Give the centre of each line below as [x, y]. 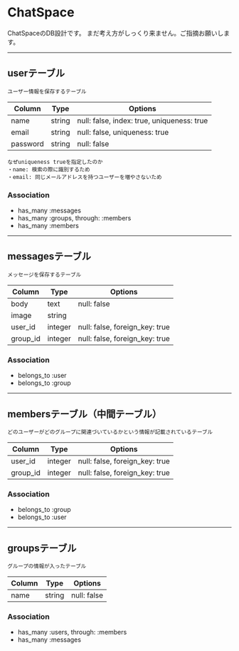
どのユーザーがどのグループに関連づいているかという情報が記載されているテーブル [110, 432]
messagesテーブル [49, 256]
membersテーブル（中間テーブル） [85, 414]
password [27, 143]
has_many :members [48, 226]
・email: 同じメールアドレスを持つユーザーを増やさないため [85, 177]
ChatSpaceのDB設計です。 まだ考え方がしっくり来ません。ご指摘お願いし [116, 33]
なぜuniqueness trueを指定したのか [55, 162]
